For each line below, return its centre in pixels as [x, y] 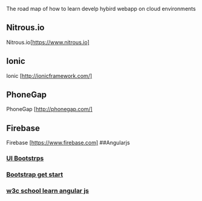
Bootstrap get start [35, 174]
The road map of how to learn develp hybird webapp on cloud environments [101, 9]
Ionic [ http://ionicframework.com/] [49, 75]
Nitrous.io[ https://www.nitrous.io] [48, 42]
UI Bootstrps [25, 158]
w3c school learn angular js [48, 191]
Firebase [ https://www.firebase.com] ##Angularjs [68, 143]
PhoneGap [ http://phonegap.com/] [49, 109]
